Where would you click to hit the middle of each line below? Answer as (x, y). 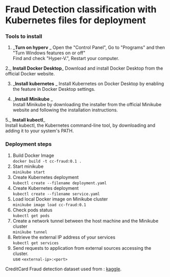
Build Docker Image (33, 155)
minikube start (29, 172)
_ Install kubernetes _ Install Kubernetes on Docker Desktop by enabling (88, 84)
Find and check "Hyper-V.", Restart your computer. (66, 58)
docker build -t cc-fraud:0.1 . (47, 161)
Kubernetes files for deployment (76, 20)
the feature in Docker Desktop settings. (54, 89)
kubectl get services (35, 243)
